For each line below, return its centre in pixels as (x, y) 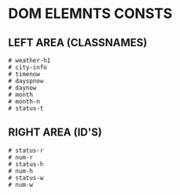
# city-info (28, 67)
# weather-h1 (29, 60)
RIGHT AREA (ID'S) (55, 133)
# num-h (21, 171)
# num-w (21, 185)
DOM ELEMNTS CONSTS (90, 14)
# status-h (26, 164)
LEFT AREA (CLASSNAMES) (78, 43)
